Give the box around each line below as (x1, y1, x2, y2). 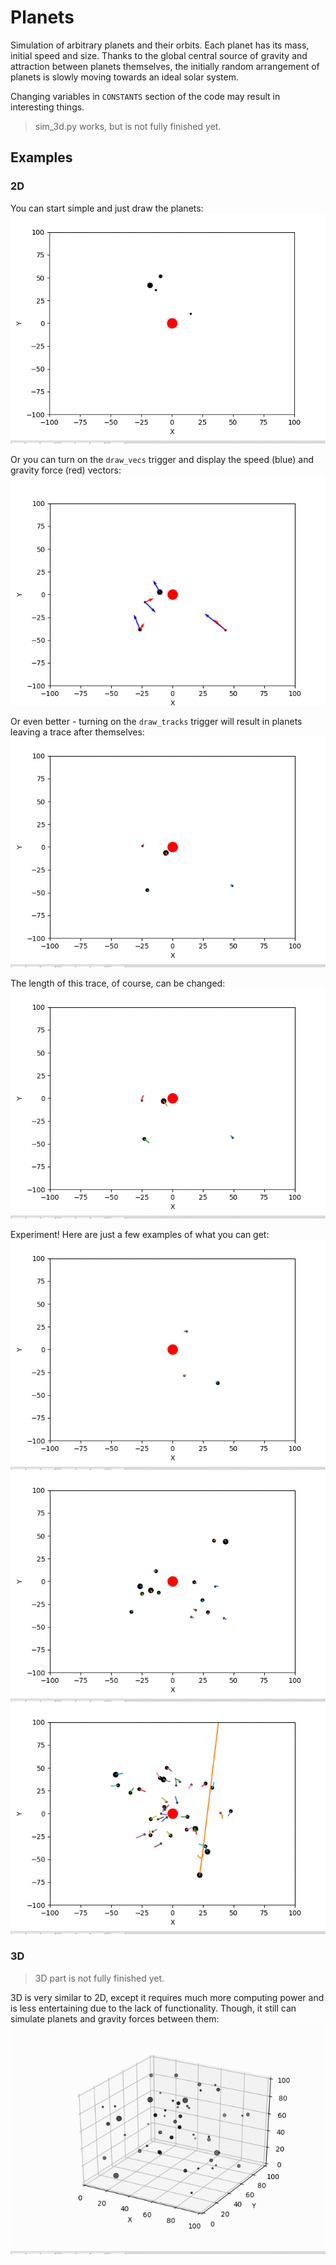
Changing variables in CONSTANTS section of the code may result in (10, 90, 281, 102)
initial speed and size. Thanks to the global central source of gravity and (10, 49, 308, 61)
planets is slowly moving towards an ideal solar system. (10, 71, 239, 83)
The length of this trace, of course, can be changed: (10, 977, 226, 989)
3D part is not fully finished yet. (34, 1972, 165, 1984)
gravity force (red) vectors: (10, 464, 122, 476)
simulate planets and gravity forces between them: (10, 2012, 220, 2025)
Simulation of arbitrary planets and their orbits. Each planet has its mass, (10, 39, 310, 51)
